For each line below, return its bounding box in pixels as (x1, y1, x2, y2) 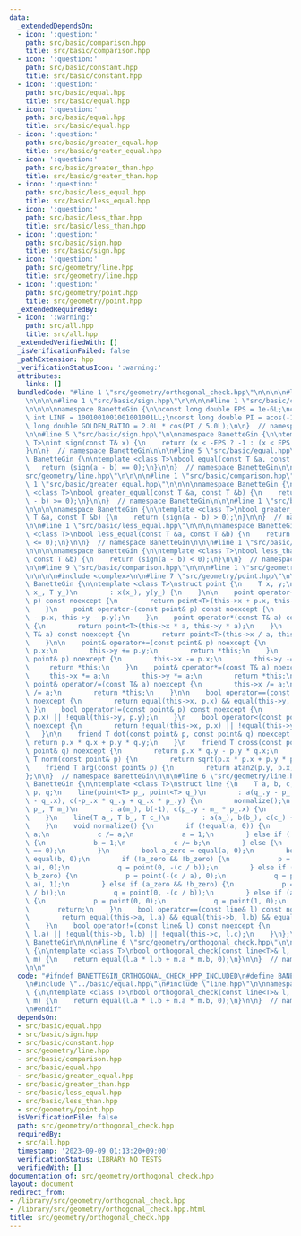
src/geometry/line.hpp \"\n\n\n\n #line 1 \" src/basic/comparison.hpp (25, 471, 287, 480)
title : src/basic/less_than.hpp (25, 221, 146, 230)
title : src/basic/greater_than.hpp (25, 171, 159, 180)
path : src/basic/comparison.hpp (25, 38, 146, 48)
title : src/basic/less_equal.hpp (25, 196, 150, 206)
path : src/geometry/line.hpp (25, 264, 134, 272)
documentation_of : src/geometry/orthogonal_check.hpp (9, 1171, 215, 1180)
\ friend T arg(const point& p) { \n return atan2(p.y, (25, 763, 275, 772)
